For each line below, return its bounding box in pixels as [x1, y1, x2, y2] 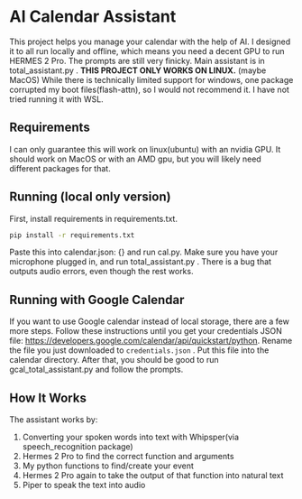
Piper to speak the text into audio [22, 480, 146, 491]
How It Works [9, 390, 87, 405]
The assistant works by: [9, 414, 98, 425]
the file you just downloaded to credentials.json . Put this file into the [9, 345, 270, 356]
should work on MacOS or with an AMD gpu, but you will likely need [9, 153, 261, 164]
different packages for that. [9, 162, 111, 173]
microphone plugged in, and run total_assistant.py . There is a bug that [9, 256, 272, 267]
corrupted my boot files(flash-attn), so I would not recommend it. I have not [9, 84, 290, 95]
